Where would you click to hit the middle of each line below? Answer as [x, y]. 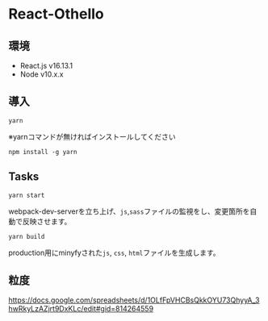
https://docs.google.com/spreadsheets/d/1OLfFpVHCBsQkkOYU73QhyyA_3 [134, 300]
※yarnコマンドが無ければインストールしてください [92, 136]
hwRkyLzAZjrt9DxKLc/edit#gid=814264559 [81, 309]
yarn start [27, 195]
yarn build [27, 236]
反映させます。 [47, 221]
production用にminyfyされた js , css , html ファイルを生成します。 [114, 252]
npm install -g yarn [43, 152]
